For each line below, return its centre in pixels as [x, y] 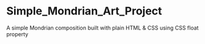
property [17, 34]
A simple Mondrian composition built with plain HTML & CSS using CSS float [102, 28]
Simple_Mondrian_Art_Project [84, 11]
